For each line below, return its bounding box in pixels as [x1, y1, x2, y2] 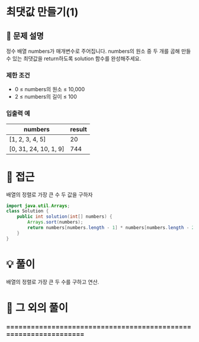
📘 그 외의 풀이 [6, 301, 69, 314]
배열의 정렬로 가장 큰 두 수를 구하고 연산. [6, 278, 99, 285]
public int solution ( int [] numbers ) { [17, 214, 113, 220]
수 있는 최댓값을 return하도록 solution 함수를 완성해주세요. [6, 55, 142, 62]
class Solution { [6, 208, 49, 214]
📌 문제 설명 [6, 31, 44, 41]
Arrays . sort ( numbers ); [27, 220, 84, 225]
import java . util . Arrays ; [6, 202, 70, 209]
